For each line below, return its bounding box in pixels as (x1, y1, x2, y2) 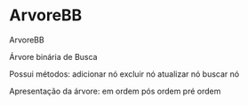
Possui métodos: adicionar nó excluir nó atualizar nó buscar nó (9, 68, 240, 79)
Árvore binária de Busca (9, 51, 98, 62)
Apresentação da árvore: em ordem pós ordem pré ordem (9, 86, 221, 96)
